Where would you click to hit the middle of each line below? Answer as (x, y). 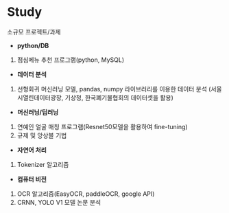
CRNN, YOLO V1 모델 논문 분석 (59, 202)
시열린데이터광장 (39, 98)
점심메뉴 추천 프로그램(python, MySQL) (71, 60)
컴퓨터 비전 (32, 179)
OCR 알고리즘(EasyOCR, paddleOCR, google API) (86, 194)
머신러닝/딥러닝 (38, 112)
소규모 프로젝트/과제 (34, 32)
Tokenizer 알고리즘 (43, 164)
